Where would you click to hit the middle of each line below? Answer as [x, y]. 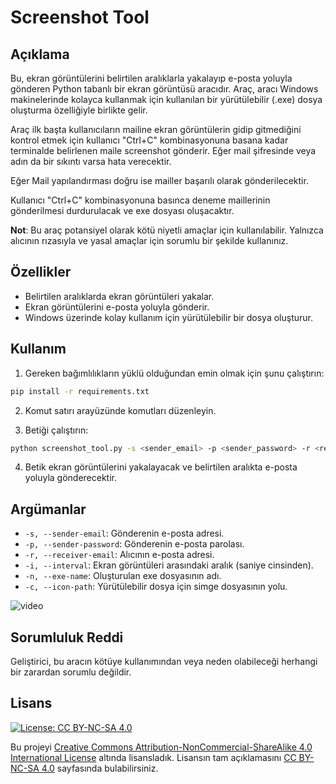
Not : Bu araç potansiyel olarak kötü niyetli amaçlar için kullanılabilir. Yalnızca [167, 230]
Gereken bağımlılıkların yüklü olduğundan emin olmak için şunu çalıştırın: [174, 373]
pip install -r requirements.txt [80, 391]
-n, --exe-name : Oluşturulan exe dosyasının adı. [123, 576]
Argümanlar [48, 509]
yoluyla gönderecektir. [71, 478]
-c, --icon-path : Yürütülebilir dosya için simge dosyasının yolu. [156, 587]
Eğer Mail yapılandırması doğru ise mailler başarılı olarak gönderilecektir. [159, 180]
